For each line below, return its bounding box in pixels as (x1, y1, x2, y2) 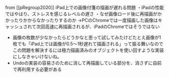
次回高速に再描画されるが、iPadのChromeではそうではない (36, 23, 160, 30)
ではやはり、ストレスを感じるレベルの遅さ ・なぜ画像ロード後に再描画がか (5, 11, 162, 17)
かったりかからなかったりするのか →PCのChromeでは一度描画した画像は (5, 17, 158, 23)
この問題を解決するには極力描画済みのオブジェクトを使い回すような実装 (12, 47, 164, 53)
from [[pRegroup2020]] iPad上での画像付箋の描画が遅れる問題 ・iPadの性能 (5, 5, 164, 10)
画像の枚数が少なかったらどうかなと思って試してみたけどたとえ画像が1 (12, 35, 161, 40)
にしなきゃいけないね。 (12, 54, 62, 60)
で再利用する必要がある (12, 66, 62, 72)
